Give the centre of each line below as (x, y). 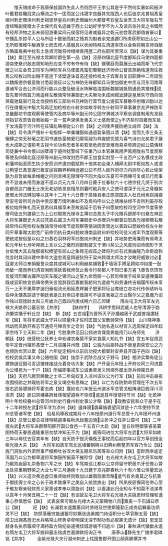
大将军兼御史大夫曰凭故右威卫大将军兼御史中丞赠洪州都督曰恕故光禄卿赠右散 (84, 220)
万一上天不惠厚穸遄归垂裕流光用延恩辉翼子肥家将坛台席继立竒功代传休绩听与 (84, 288)
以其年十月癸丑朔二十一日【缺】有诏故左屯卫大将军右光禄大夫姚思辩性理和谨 (84, 495)
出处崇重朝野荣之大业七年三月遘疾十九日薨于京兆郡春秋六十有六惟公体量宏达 (84, 470)
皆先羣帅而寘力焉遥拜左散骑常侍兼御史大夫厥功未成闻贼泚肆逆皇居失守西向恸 (84, 95)
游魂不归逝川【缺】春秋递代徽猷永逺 (125, 526)
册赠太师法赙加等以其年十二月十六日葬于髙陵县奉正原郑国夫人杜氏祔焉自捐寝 (84, 195)
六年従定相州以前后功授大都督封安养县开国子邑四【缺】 (106, 351)
